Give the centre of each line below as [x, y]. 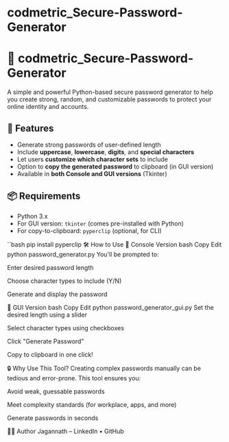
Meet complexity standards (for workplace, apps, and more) [92, 404]
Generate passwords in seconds [53, 418]
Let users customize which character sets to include [92, 159]
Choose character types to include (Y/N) [64, 281]
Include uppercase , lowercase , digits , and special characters [106, 151]
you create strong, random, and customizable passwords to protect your [109, 99]
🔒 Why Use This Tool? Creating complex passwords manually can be [104, 368]
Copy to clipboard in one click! [50, 354]
